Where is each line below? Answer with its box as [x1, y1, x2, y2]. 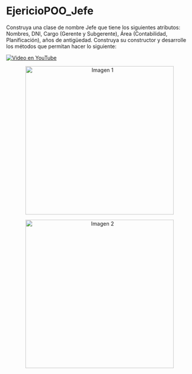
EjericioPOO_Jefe [6, 4, 94, 18]
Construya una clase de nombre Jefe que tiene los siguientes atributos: [6, 24, 181, 31]
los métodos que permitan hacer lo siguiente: [6, 43, 117, 50]
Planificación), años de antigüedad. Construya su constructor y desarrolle [6, 36, 187, 43]
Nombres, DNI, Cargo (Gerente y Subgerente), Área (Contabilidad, [6, 30, 168, 37]
